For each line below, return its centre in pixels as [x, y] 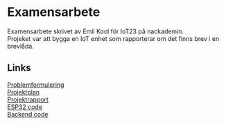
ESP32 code [25, 107]
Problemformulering [36, 85]
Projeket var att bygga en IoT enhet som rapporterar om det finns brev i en [113, 38]
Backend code [28, 114]
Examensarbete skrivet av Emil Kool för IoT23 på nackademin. [96, 31]
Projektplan [24, 92]
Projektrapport [28, 99]
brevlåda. [21, 46]
